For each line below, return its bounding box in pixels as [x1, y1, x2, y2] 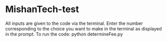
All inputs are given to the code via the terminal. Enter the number [5, 20, 143, 26]
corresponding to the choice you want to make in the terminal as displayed [5, 25, 162, 31]
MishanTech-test [5, 4, 79, 15]
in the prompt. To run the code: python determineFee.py [5, 31, 123, 37]
